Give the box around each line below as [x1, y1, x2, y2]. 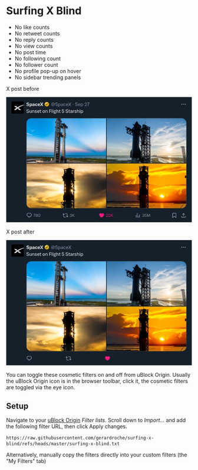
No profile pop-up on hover [14, 67, 81, 74]
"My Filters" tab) [6, 458, 47, 465]
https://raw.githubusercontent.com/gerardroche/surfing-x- [6, 435, 154, 441]
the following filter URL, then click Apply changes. [6, 423, 128, 430]
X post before [6, 85, 39, 92]
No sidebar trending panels [14, 74, 81, 81]
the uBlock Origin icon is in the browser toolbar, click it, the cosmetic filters [6, 377, 189, 384]
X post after [6, 228, 35, 235]
